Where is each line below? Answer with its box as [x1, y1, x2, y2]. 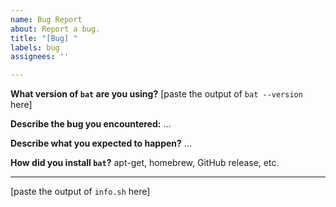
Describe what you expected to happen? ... [10, 137, 192, 150]
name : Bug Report [10, 14, 83, 25]
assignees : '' [10, 52, 70, 62]
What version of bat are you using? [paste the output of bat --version [10, 88, 303, 100]
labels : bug [10, 42, 60, 53]
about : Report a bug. [10, 24, 101, 34]
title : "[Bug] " [10, 33, 78, 43]
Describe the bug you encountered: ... [10, 118, 172, 130]
